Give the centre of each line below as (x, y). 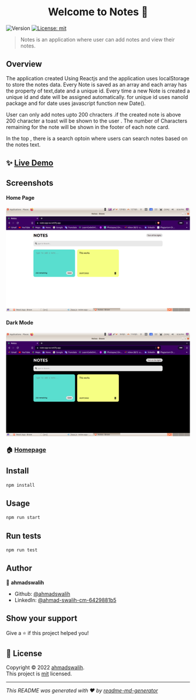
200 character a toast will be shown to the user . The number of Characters (97, 121)
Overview (24, 64)
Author (19, 568)
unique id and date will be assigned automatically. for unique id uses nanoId (97, 97)
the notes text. (23, 144)
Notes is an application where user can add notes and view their (97, 39)
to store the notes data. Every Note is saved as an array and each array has (97, 84)
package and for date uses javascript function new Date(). (76, 103)
